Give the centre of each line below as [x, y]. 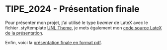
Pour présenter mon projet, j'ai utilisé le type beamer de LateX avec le [77, 23]
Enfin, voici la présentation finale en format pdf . [54, 42]
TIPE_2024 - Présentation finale [73, 9]
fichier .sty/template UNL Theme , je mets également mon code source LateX [83, 27]
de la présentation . [24, 33]
